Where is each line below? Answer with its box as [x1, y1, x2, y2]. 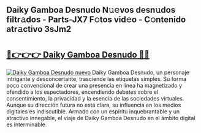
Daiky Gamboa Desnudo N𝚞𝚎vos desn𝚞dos [6, 5, 176, 15]
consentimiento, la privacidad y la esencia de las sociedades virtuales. [6, 95, 184, 102]
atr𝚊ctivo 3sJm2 [6, 24, 72, 34]
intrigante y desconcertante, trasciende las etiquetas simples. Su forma [6, 75, 187, 82]
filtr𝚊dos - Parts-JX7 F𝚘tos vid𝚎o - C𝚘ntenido [6, 15, 186, 25]
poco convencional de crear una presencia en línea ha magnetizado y [6, 82, 183, 89]
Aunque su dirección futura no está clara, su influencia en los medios [6, 101, 181, 108]
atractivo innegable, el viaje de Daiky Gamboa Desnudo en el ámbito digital [6, 115, 195, 121]
